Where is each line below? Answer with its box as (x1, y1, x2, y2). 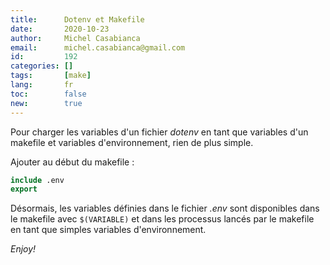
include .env (10, 175, 65, 185)
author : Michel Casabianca (10, 33, 141, 43)
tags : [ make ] (10, 71, 92, 81)
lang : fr (10, 80, 74, 90)
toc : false (10, 89, 87, 99)
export (10, 184, 38, 195)
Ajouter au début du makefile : (10, 156, 135, 168)
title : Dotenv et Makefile (10, 14, 145, 25)
